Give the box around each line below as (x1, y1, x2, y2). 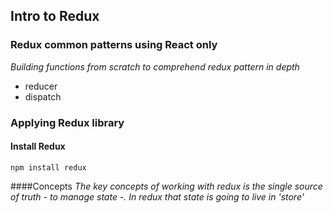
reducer (24, 80, 58, 92)
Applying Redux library (10, 115, 125, 129)
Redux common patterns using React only (10, 38, 218, 52)
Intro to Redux (10, 8, 100, 25)
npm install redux (10, 162, 87, 173)
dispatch (24, 90, 62, 103)
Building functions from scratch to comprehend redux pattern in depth (10, 60, 300, 73)
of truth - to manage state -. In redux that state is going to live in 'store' (10, 190, 305, 203)
